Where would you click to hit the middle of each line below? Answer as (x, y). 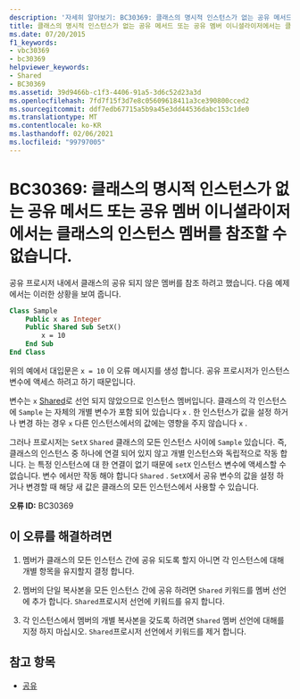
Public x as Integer (63, 319)
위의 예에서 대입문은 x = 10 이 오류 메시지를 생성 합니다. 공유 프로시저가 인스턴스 (150, 370)
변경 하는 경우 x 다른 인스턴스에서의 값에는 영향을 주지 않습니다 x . (133, 423)
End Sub (39, 344)
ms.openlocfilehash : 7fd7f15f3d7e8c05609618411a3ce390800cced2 (129, 101)
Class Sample (33, 311)
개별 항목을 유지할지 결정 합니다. (78, 571)
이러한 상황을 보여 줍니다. (77, 294)
